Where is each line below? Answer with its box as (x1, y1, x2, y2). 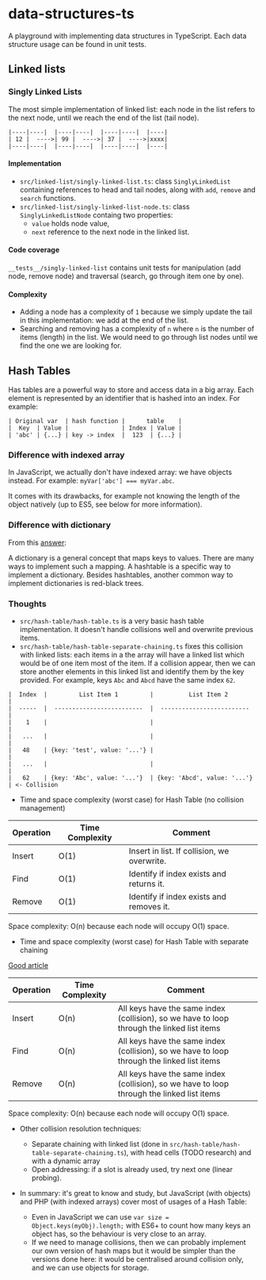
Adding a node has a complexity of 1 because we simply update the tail (19, 307, 253, 317)
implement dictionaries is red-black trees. (8, 578, 144, 588)
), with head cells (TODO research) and (123, 1147, 252, 1157)
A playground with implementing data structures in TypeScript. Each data (8, 31, 247, 40)
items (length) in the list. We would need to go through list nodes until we (19, 333, 258, 342)
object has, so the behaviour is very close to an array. (31, 1228, 207, 1239)
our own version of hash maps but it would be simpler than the (31, 1246, 236, 1255)
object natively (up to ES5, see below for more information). (8, 499, 203, 509)
